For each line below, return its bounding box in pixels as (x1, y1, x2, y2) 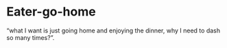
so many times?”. (6, 33, 55, 41)
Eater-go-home (6, 4, 97, 20)
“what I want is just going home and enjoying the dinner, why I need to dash (6, 26, 221, 34)
